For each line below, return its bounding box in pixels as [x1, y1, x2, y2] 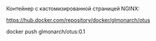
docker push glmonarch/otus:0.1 [6, 28, 85, 35]
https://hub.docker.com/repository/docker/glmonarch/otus [6, 17, 151, 23]
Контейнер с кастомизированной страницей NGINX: [6, 5, 140, 12]
